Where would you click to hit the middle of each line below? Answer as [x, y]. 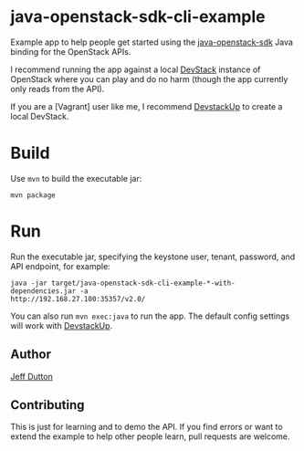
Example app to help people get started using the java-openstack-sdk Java [152, 42]
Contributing [47, 405]
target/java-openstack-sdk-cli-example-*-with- [143, 283]
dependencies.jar [43, 291]
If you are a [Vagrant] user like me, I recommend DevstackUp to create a [147, 106]
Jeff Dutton [31, 376]
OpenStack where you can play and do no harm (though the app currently [149, 79]
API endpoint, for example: [60, 266]
